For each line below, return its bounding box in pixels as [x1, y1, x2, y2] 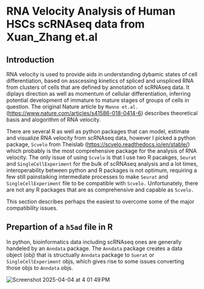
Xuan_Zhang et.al [6, 30, 98, 44]
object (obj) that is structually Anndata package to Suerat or [6, 251, 155, 259]
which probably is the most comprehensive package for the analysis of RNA [6, 148, 197, 154]
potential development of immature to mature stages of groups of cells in [6, 96, 190, 104]
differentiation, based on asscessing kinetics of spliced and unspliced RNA [6, 77, 194, 84]
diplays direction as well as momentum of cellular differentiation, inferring [6, 90, 191, 97]
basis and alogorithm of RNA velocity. [6, 116, 101, 123]
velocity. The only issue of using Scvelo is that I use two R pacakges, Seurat [6, 154, 197, 161]
